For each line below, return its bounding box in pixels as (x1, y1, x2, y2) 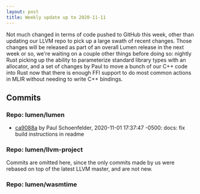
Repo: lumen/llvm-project (6, 145, 83, 154)
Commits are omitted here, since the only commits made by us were (6, 159, 175, 166)
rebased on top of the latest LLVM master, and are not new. (6, 165, 153, 172)
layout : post (6, 8, 39, 15)
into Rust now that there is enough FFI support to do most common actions (6, 69, 192, 76)
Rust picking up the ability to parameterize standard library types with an (6, 56, 186, 63)
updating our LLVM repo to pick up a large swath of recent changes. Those (6, 37, 192, 44)
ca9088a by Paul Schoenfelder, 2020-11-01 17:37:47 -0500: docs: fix (14, 124, 185, 132)
